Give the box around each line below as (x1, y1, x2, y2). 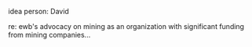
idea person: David (8, 7, 69, 16)
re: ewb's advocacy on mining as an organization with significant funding (8, 22, 245, 31)
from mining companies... (8, 31, 91, 39)
